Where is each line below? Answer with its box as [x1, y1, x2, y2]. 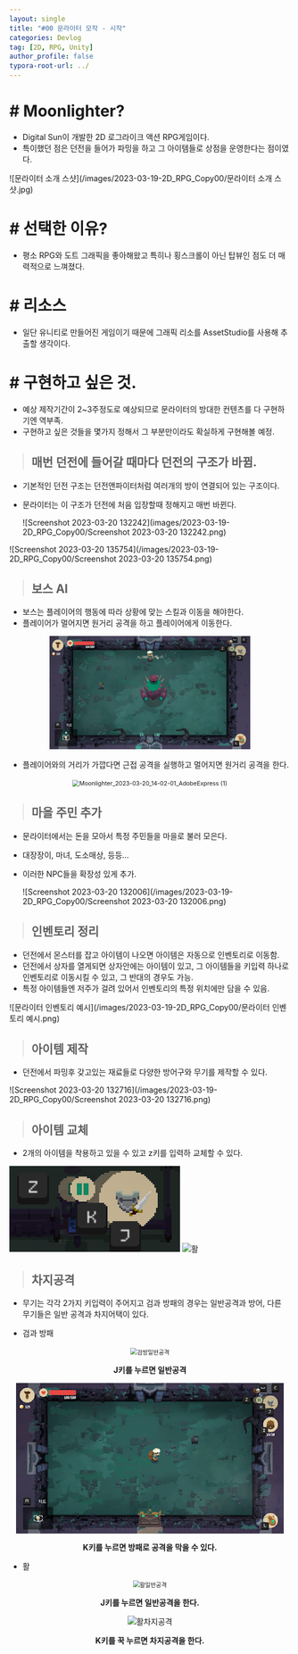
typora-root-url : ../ [9, 62, 90, 71]
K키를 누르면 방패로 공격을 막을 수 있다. [82, 1542, 218, 1552]
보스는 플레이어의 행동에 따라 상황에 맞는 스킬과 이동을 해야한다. [21, 607, 244, 618]
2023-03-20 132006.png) [131, 895, 227, 906]
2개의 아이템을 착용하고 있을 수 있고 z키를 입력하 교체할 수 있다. [21, 1148, 244, 1159]
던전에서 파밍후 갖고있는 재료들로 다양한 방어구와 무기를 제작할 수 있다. [21, 1067, 268, 1077]
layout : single [9, 14, 66, 23]
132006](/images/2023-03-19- [119, 886, 234, 897]
